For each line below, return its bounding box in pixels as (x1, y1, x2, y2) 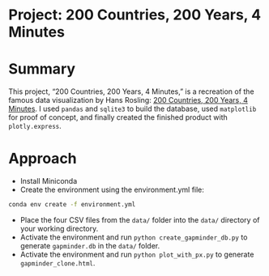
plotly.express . (8, 121, 62, 131)
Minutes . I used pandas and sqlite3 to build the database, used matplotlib (8, 104, 257, 114)
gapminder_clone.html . (19, 257, 96, 268)
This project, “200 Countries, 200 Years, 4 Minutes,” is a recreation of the (8, 87, 254, 96)
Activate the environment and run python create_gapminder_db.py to (19, 232, 248, 242)
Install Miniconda (19, 176, 78, 186)
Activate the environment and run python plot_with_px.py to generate (19, 249, 254, 259)
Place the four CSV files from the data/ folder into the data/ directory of (19, 214, 260, 224)
